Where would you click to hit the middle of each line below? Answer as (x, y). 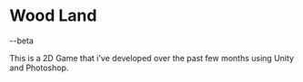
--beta (22, 41)
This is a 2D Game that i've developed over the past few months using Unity (151, 58)
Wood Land (53, 16)
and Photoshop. (39, 68)
